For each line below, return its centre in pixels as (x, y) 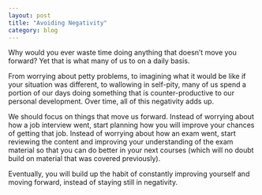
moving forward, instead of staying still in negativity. (93, 182)
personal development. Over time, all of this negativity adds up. (111, 101)
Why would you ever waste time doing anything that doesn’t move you (122, 53)
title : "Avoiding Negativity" (58, 23)
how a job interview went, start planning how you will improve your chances (131, 125)
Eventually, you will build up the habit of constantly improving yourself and (129, 174)
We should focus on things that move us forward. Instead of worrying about (131, 117)
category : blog (33, 30)
